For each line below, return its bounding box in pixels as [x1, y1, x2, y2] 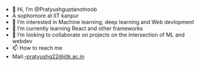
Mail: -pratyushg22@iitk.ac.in [12, 53, 85, 60]
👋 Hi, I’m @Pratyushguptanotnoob [12, 6, 98, 13]
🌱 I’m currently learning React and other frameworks [12, 25, 144, 32]
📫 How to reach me [12, 44, 62, 51]
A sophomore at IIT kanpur [12, 12, 79, 19]
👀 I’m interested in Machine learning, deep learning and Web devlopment [12, 19, 195, 25]
